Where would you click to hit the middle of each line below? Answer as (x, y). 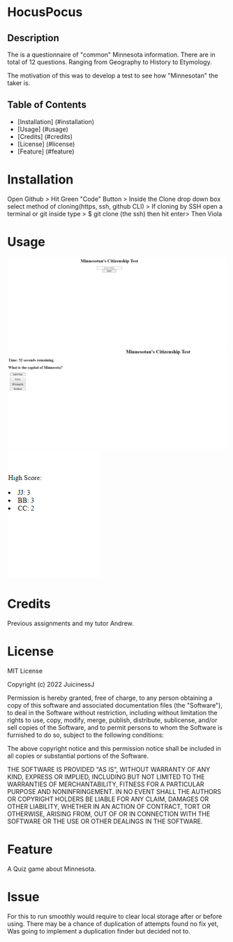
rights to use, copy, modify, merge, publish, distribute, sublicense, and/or (112, 720)
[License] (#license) (46, 144)
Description (33, 38)
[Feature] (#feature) (46, 151)
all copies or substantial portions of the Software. (78, 756)
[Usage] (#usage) (43, 129)
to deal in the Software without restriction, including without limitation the (112, 713)
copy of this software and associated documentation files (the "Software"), (115, 705)
